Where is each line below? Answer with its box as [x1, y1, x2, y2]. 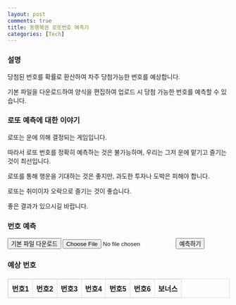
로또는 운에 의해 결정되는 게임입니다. [7, 133, 107, 141]
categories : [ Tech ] [7, 30, 65, 37]
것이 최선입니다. [7, 157, 51, 165]
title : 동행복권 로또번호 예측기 [7, 24, 89, 31]
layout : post [7, 11, 46, 18]
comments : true [7, 17, 52, 24]
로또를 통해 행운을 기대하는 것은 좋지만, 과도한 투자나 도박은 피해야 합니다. [7, 172, 210, 180]
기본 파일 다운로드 [11, 240, 58, 248]
